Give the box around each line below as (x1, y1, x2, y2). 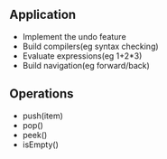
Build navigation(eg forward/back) (22, 60, 151, 70)
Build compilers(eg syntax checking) (22, 41, 160, 51)
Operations (9, 86, 74, 102)
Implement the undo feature (22, 31, 126, 42)
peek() (22, 129, 48, 140)
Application (9, 7, 77, 23)
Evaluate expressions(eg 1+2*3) (22, 50, 143, 61)
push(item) (22, 110, 63, 121)
